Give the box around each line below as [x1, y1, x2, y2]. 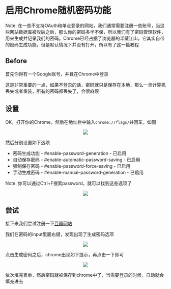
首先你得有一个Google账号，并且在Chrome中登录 [5, 71, 108, 77]
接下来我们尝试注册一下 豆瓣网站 [5, 220, 72, 227]
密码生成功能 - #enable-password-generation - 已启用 [12, 150, 127, 156]
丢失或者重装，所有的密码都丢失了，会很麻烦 [5, 88, 99, 94]
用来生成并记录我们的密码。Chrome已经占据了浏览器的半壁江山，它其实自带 [5, 35, 165, 41]
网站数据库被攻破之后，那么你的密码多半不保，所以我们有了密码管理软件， [9, 29, 166, 35]
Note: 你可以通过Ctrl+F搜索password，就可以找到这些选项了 [5, 180, 132, 186]
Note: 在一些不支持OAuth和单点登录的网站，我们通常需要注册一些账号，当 [5, 22, 160, 29]
